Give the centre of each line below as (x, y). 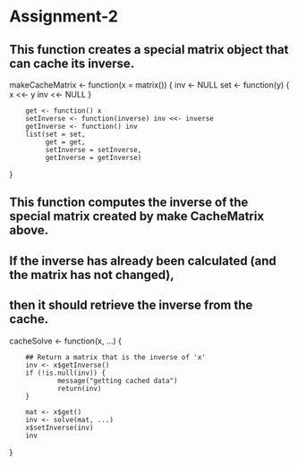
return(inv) (79, 388)
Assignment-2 (64, 17)
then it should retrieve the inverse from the (131, 305)
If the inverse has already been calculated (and (143, 261)
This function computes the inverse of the (129, 203)
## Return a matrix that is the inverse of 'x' (115, 357)
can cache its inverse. (72, 63)
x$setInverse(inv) (60, 428)
